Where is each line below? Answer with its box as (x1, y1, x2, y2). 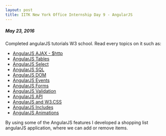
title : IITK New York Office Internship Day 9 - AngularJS (5, 12, 133, 17)
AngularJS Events (12, 77, 50, 84)
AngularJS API (12, 93, 43, 99)
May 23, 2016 (5, 28, 35, 34)
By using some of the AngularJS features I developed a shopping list (5, 120, 149, 126)
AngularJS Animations (12, 110, 59, 116)
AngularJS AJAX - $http (12, 50, 63, 56)
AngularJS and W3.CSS (12, 99, 62, 105)
